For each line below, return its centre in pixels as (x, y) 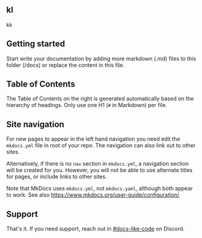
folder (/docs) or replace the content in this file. (66, 65)
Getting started (36, 44)
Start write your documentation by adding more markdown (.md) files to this (101, 58)
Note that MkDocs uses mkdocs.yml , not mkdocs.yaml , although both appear (99, 189)
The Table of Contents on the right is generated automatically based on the (100, 99)
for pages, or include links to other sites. (57, 177)
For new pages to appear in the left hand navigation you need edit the (93, 139)
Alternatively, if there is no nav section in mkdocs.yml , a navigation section (98, 164)
